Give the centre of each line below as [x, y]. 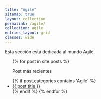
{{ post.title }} [26, 86]
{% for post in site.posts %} [41, 61]
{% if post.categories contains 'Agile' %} [54, 81]
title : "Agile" [21, 10]
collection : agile [24, 28]
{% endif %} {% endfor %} [40, 91]
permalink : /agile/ [25, 24]
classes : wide [20, 38]
